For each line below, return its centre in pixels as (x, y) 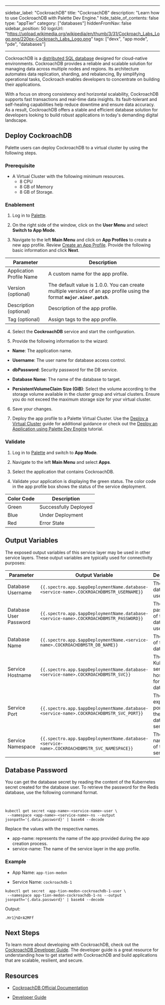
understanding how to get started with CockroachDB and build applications (81, 955)
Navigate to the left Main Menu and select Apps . (62, 462)
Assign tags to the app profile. (83, 319)
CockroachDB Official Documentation (50, 988)
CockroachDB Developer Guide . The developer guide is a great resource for (82, 950)
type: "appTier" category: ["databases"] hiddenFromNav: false (68, 23)
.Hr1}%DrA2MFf (20, 918)
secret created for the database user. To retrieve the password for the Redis (82, 787)
